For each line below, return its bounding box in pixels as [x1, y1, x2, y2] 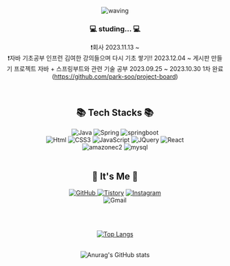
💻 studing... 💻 [90, 24, 140, 34]
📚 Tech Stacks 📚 [76, 107, 154, 119]
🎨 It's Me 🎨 [92, 170, 138, 182]
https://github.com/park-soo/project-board [54, 72, 176, 81]
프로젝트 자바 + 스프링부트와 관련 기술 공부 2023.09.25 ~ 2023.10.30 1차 [14, 65, 211, 73]
